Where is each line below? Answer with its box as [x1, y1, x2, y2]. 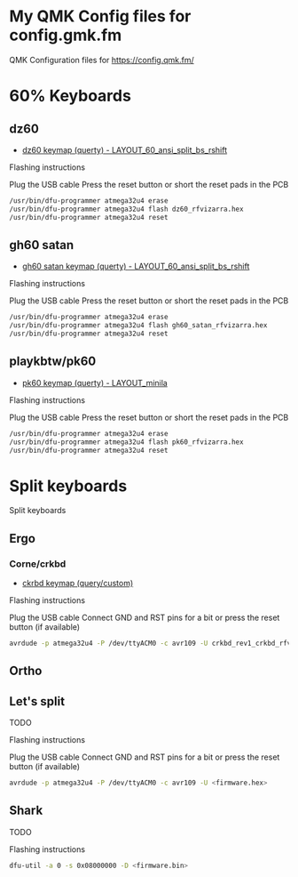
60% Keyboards [9, 86, 131, 106]
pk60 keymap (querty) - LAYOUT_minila [21, 377, 169, 388]
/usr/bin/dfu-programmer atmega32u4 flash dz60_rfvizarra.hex [9, 205, 244, 213]
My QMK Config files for [9, 6, 192, 27]
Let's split [9, 694, 65, 709]
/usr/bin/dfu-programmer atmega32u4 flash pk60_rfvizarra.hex [9, 438, 244, 447]
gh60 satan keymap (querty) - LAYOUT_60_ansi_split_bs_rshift [21, 261, 250, 272]
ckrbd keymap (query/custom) [21, 578, 134, 589]
